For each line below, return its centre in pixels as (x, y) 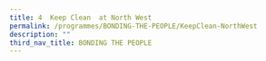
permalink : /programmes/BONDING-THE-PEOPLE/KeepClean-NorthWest (133, 26)
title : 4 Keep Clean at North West (81, 17)
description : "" (40, 34)
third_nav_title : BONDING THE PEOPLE (81, 43)
